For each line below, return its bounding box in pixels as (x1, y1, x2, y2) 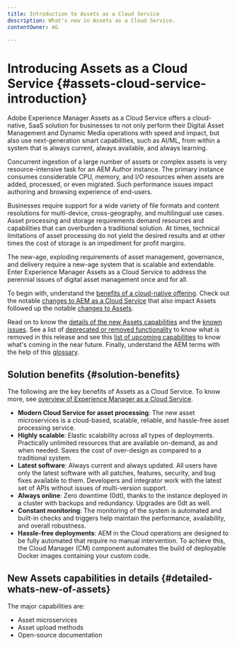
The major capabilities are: (7, 601, 85, 610)
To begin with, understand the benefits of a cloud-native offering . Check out (7, 289, 230, 297)
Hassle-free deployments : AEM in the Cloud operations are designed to (17, 529, 229, 538)
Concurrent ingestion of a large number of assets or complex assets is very (7, 157, 228, 166)
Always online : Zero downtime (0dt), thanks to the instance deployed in (17, 492, 228, 500)
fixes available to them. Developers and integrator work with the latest (17, 476, 221, 485)
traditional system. (17, 454, 72, 463)
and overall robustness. (17, 521, 86, 530)
